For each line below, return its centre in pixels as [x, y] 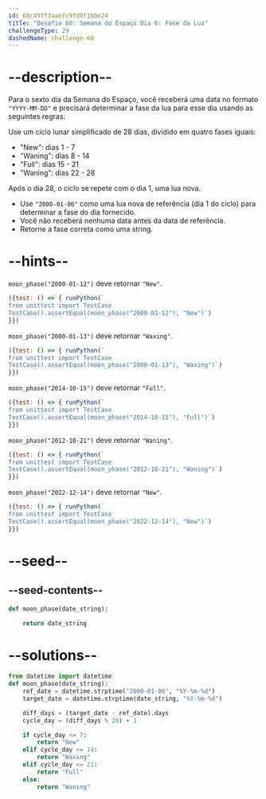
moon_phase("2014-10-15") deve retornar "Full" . [87, 388]
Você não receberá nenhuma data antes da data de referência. [122, 221]
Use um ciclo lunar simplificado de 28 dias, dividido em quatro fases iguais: [132, 132]
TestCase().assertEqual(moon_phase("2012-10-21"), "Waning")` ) [115, 469]
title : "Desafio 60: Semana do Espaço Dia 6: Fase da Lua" [108, 23]
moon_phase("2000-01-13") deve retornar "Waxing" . [91, 335]
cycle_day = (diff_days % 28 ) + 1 [80, 720]
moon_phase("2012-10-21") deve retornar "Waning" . [91, 440]
